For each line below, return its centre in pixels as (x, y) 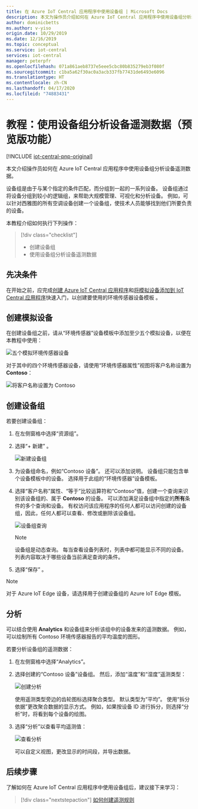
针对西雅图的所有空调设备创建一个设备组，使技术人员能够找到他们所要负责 (101, 203)
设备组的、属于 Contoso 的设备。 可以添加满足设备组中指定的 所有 (105, 498)
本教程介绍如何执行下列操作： (42, 223)
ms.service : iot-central (37, 50)
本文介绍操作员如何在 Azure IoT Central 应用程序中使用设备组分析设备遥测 (96, 168)
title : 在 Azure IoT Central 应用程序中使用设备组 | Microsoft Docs (87, 11)
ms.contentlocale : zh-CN (37, 83)
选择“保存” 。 (31, 570)
